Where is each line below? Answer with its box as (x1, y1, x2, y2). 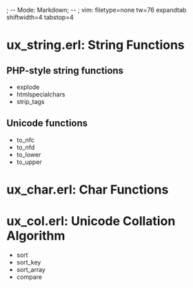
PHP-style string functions (6, 65, 124, 76)
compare (16, 272, 43, 281)
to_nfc (16, 136, 35, 144)
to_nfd (16, 143, 35, 151)
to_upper (16, 158, 42, 166)
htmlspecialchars (16, 90, 65, 99)
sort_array (16, 265, 46, 274)
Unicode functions (6, 117, 88, 130)
